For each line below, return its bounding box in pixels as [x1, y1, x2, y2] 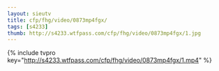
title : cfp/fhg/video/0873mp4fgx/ [7, 17, 108, 24]
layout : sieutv [7, 10, 52, 17]
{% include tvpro [7, 49, 56, 57]
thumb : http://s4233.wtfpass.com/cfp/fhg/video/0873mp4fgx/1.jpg [7, 29, 201, 37]
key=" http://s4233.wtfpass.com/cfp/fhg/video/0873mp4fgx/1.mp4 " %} [7, 56, 213, 65]
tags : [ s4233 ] [7, 23, 49, 30]
